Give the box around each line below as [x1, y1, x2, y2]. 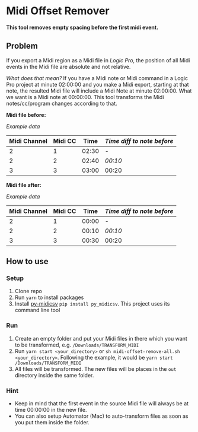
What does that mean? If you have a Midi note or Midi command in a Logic [6, 74, 189, 81]
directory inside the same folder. [14, 371, 94, 379]
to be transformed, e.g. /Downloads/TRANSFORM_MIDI [14, 341, 139, 348]
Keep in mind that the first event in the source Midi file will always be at [14, 400, 189, 407]
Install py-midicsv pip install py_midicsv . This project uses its [14, 300, 170, 307]
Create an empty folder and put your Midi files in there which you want [14, 335, 188, 342]
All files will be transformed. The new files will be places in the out [14, 365, 177, 372]
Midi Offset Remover [6, 4, 110, 18]
